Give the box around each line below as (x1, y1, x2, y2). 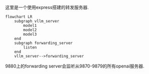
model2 (23, 27, 37, 32)
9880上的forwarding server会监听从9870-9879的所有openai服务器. (5, 63, 144, 69)
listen (23, 45, 37, 50)
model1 (23, 23, 37, 28)
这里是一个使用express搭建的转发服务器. (5, 4, 89, 10)
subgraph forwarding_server (14, 40, 73, 45)
